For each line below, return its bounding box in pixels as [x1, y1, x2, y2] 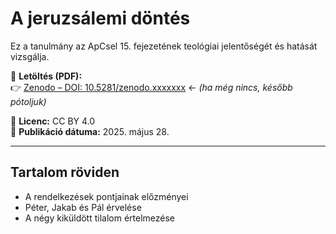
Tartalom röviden [10, 164, 120, 181]
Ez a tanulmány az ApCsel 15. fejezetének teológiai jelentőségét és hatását [10, 40, 318, 52]
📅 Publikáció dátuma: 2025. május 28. [10, 125, 170, 137]
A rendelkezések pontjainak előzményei [24, 190, 189, 202]
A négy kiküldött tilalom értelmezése [24, 212, 176, 224]
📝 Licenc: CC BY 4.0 [10, 115, 96, 127]
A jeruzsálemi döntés [10, 7, 191, 30]
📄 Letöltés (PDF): [10, 70, 83, 82]
